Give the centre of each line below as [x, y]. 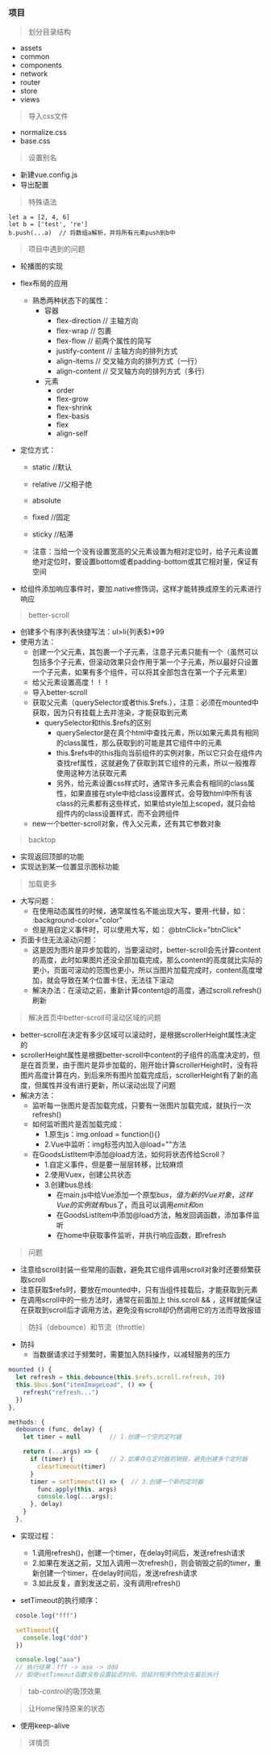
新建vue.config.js [49, 175]
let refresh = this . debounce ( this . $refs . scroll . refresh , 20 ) [121, 1378]
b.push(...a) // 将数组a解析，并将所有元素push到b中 [92, 233]
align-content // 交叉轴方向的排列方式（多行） [133, 371]
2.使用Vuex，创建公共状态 [88, 1175]
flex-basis [73, 416]
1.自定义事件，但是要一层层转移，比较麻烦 [114, 1164]
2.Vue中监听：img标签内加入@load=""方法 [115, 1144]
